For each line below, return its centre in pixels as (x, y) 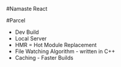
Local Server (31, 38)
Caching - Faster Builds (44, 58)
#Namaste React (27, 9)
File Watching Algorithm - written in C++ (65, 51)
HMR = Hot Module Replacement (56, 45)
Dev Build (27, 32)
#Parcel (16, 20)
